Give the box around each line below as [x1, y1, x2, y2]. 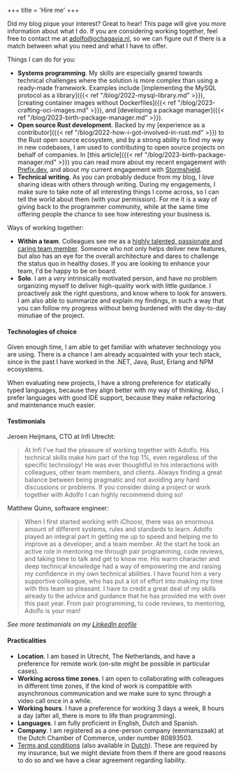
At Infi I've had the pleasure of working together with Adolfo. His [24, 446, 210, 454]
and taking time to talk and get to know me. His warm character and [24, 555, 220, 563]
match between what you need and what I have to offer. [7, 42, 168, 50]
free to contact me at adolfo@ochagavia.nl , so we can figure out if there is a [7, 34, 226, 43]
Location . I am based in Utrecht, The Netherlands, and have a [17, 651, 196, 660]
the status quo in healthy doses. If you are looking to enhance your [17, 259, 210, 268]
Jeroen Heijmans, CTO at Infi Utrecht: [7, 433, 115, 441]
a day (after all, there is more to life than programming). [17, 711, 177, 719]
